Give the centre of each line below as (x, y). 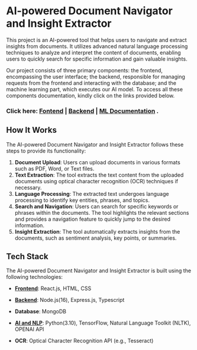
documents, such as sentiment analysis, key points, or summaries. (96, 238)
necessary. (28, 187)
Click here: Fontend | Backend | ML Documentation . (83, 111)
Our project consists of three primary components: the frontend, (84, 70)
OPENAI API (29, 329)
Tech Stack (27, 257)
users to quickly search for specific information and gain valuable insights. (97, 59)
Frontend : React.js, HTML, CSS (53, 288)
